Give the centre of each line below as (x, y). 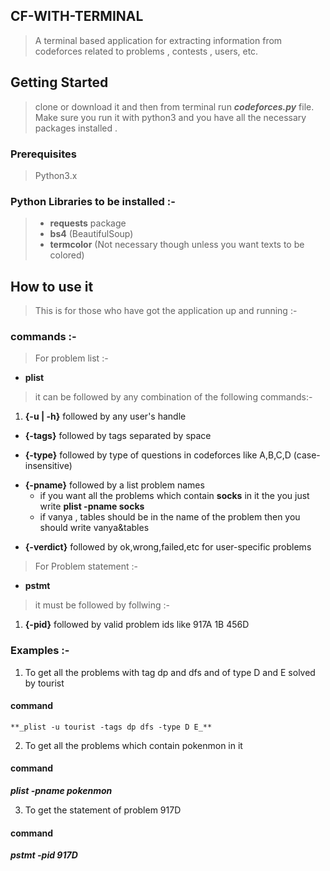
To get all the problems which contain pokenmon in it (133, 745)
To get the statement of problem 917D (103, 810)
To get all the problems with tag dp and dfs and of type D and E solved (170, 672)
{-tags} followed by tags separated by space (118, 436)
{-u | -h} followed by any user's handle (105, 416)
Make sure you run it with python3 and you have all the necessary (170, 117)
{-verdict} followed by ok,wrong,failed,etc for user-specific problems (168, 547)
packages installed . (76, 128)
